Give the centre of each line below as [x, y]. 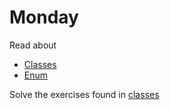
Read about [33, 45]
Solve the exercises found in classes [84, 94]
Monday [44, 17]
